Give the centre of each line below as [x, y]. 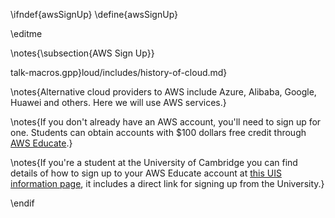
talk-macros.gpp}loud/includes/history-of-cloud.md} [119, 72]
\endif [22, 203]
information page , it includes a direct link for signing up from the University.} [167, 183]
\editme [26, 33]
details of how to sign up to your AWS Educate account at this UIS [146, 173]
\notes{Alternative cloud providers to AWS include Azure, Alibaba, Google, [163, 92]
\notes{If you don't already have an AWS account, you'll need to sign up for [166, 122]
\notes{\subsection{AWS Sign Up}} [82, 53]
